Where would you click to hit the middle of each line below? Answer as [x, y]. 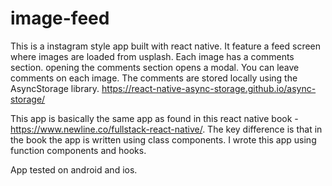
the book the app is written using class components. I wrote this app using [163, 139]
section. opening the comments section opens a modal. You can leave [155, 67]
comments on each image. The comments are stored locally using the [154, 78]
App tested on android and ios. [74, 169]
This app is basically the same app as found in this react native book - [154, 118]
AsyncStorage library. [55, 88]
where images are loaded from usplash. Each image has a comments [152, 56]
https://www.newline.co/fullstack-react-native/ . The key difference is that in [166, 129]
